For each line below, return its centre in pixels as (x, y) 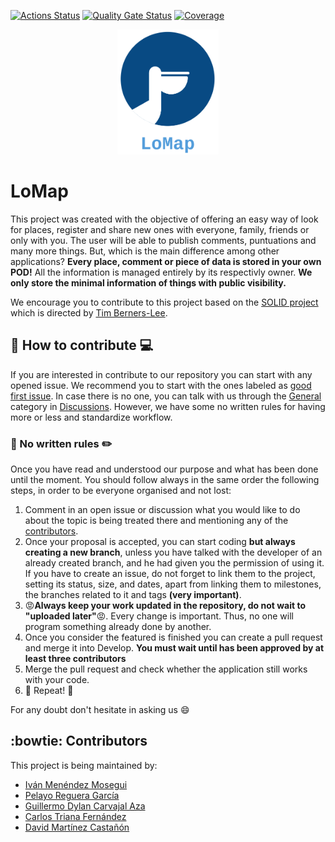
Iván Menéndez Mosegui (76, 784)
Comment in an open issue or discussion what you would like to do (162, 510)
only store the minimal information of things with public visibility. (148, 282)
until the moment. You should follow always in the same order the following (165, 480)
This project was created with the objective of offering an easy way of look (164, 219)
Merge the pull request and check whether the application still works (166, 669)
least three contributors (75, 659)
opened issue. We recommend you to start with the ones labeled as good (161, 385)
